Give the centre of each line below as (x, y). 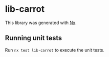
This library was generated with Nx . (41, 23)
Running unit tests (33, 38)
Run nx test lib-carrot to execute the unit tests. (55, 50)
